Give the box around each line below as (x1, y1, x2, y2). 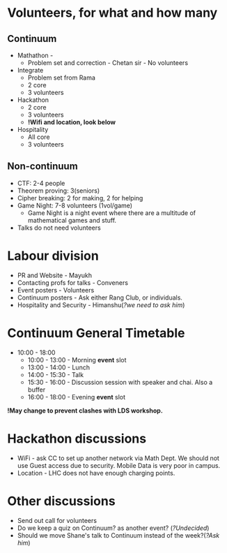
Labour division (7, 248, 99, 263)
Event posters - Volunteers (17, 286, 95, 294)
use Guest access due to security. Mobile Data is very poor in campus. (17, 461, 221, 469)
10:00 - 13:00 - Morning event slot (27, 355, 127, 364)
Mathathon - (17, 51, 54, 59)
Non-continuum (7, 161, 78, 172)
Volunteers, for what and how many (7, 5, 218, 21)
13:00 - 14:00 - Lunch (27, 363, 91, 371)
